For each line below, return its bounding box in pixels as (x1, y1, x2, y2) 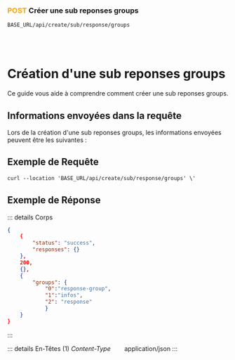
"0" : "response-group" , (44, 285, 112, 292)
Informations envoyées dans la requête (7, 110, 182, 122)
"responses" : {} (32, 246, 80, 253)
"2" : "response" (44, 298, 93, 306)
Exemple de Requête (7, 156, 100, 168)
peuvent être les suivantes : (7, 136, 88, 144)
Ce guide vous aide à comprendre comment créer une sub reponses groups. (7, 89, 229, 98)
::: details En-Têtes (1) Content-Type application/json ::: (7, 344, 177, 353)
